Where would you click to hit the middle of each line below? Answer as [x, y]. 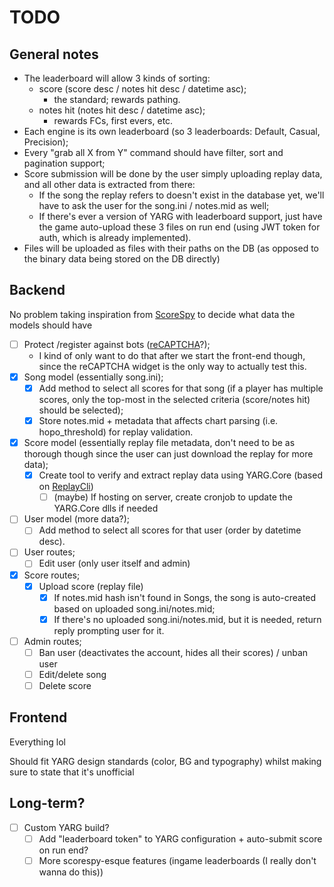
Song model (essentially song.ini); [93, 377]
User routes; [49, 552]
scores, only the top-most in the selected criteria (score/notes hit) [174, 399]
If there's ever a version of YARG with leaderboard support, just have [180, 216]
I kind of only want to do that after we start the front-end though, [172, 355]
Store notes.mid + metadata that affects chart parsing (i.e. [158, 420]
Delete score [65, 685]
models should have [51, 325]
